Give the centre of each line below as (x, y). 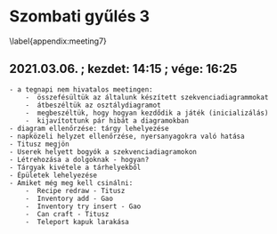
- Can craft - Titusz (67, 214)
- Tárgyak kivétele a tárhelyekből (75, 167)
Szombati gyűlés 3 (79, 16)
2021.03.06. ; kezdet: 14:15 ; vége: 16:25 (123, 69)
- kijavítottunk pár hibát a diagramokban (107, 121)
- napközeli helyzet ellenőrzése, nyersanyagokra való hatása (127, 136)
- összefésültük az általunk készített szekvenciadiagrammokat (147, 97)
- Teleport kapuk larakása (77, 222)
